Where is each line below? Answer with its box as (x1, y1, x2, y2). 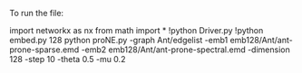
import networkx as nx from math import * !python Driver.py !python (9, 25, 264, 35)
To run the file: (9, 8, 64, 18)
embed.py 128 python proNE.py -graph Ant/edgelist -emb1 (9, 35, 229, 45)
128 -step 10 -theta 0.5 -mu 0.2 (9, 54, 126, 64)
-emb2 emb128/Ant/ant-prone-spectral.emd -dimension (81, 44, 290, 55)
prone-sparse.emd (9, 44, 80, 55)
